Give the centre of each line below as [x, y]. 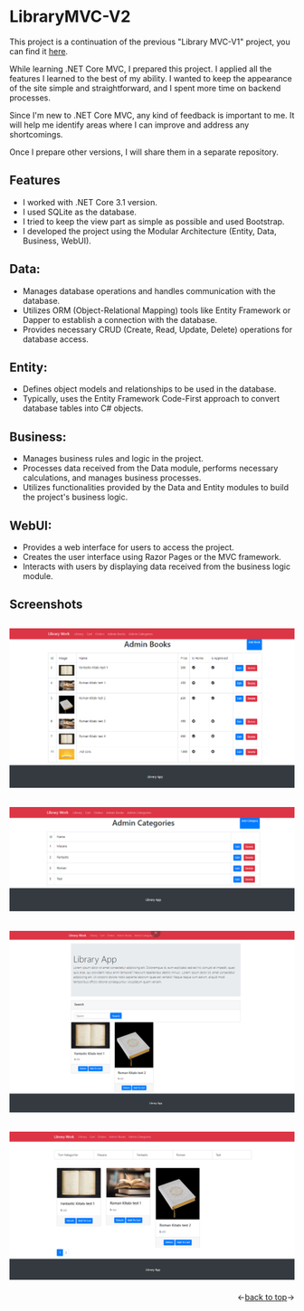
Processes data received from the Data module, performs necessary [150, 469]
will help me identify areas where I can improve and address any [129, 125]
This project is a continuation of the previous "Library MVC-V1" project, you [150, 42]
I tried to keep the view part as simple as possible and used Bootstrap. [153, 221]
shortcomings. [36, 134]
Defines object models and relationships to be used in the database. [149, 389]
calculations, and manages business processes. [112, 478]
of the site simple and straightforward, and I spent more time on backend [145, 88]
